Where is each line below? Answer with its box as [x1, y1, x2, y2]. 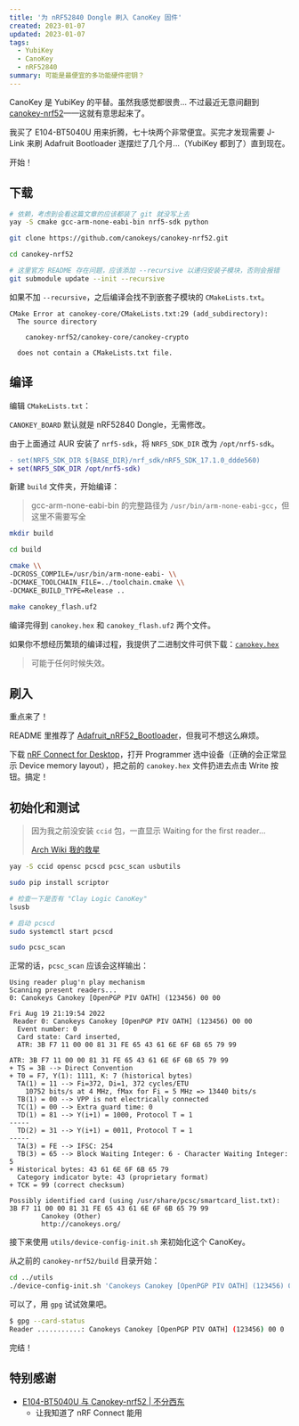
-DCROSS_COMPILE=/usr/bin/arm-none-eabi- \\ [9, 570, 177, 578]
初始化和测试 [9, 799, 80, 815]
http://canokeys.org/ [41, 1220, 122, 1229]
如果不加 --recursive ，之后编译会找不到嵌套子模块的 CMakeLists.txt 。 [9, 291, 270, 302]
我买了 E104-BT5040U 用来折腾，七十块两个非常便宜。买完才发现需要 [9, 127, 265, 137]
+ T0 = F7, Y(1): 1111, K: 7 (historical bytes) [9, 1071, 193, 1081]
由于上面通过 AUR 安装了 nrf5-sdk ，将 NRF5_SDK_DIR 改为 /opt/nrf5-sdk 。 [9, 438, 279, 448]
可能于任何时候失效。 [30, 657, 109, 668]
